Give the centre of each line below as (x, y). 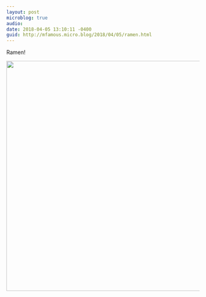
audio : (15, 23)
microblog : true (27, 18)
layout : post (23, 12)
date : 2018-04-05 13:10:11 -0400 (49, 29)
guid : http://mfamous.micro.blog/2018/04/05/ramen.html (79, 35)
